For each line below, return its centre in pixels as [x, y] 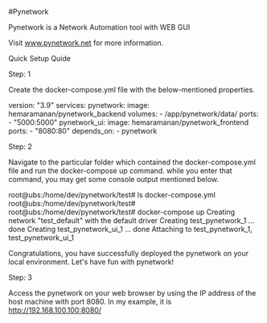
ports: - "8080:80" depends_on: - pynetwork [83, 131]
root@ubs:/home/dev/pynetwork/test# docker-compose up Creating [122, 212]
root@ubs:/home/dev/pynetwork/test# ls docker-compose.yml [112, 195]
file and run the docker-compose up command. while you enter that [120, 171]
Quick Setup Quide [39, 58]
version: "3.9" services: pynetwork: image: [79, 105]
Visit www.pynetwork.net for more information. [86, 43]
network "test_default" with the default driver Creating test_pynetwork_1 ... [131, 220]
